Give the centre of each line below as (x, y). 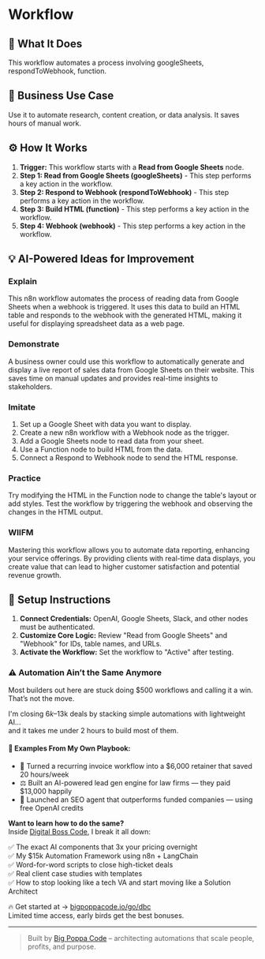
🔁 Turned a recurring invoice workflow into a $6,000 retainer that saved (136, 766)
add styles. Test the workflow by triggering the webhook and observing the (131, 504)
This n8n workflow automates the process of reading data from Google (123, 298)
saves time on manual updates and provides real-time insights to (113, 378)
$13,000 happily (46, 791)
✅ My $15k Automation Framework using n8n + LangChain (103, 856)
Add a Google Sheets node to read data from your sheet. (112, 440)
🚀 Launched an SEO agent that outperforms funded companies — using (136, 800)
